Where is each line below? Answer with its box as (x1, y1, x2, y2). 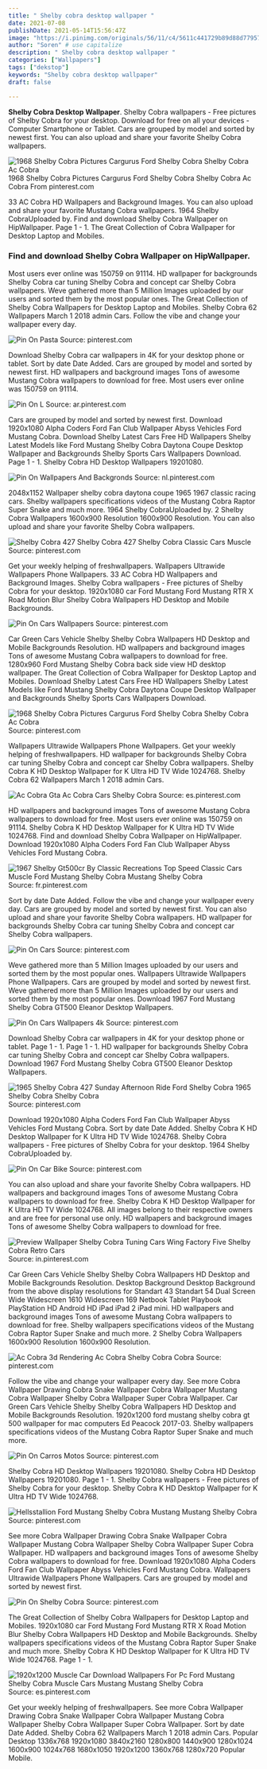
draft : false (8, 78, 52, 86)
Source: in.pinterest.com (8, 1254, 89, 1263)
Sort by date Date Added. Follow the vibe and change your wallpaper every (8, 896, 254, 905)
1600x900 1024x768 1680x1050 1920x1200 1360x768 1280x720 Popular (8, 1744, 246, 1754)
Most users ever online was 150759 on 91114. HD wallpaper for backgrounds (8, 268, 257, 278)
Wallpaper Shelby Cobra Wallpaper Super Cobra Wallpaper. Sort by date (8, 1719, 245, 1728)
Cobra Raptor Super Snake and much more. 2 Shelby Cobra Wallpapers (8, 1328, 242, 1338)
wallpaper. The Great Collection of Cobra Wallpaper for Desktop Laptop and (8, 667, 257, 677)
